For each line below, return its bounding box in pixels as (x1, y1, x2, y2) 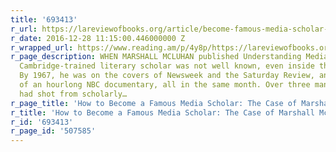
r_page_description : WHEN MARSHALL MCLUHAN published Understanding (10, 52, 302, 62)
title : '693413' (10, 14, 78, 25)
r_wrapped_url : (10, 42, 74, 53)
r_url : (10, 24, 38, 34)
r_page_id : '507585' (10, 126, 97, 136)
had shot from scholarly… (19, 89, 128, 99)
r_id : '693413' (10, 117, 74, 127)
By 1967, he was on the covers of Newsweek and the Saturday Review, (19, 71, 315, 81)
